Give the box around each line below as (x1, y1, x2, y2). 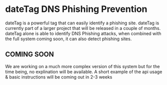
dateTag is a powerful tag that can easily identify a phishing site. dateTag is (5, 20, 160, 26)
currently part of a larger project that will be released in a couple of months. (5, 25, 161, 31)
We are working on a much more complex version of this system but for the (5, 63, 160, 69)
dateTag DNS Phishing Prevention (5, 3, 148, 15)
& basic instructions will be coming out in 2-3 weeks (5, 74, 113, 80)
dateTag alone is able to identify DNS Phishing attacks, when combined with (5, 30, 162, 36)
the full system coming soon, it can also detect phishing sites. (5, 36, 132, 42)
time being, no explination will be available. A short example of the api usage (5, 69, 163, 75)
